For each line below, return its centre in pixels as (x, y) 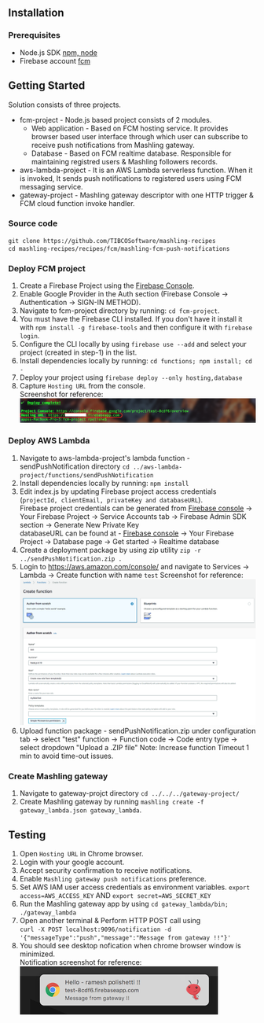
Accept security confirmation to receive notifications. (106, 870)
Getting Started (47, 86)
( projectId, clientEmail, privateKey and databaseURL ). (111, 499)
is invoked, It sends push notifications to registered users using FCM (130, 178)
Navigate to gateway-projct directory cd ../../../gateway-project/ (129, 793)
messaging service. (51, 186)
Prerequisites (34, 35)
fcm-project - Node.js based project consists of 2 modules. (115, 120)
